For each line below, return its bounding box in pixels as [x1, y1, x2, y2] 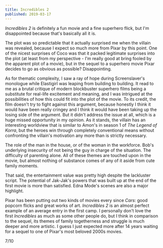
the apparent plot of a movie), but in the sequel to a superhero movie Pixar [5, 61, 155, 67]
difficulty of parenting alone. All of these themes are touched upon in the [5, 152, 151, 158]
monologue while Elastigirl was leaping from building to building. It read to [5, 80, 154, 86]
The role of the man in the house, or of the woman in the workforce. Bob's [5, 142, 154, 148]
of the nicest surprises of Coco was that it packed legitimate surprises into [5, 50, 155, 56]
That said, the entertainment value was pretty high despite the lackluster [5, 172, 151, 178]
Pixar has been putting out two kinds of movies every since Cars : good [5, 197, 148, 203]
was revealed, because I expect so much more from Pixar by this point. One [5, 45, 158, 51]
